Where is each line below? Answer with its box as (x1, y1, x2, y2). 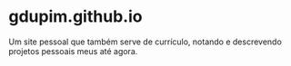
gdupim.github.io (8, 6, 143, 27)
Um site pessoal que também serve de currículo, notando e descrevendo (8, 36, 283, 47)
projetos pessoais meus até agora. (8, 45, 138, 56)
